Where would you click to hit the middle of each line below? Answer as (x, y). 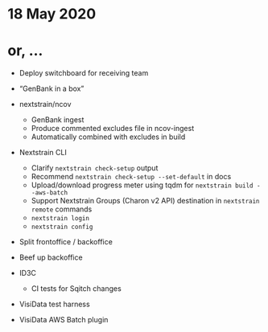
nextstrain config (62, 227)
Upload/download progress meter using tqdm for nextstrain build (142, 185)
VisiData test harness (54, 304)
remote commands (62, 209)
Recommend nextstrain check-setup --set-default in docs (131, 177)
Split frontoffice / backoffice (66, 242)
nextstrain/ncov (45, 105)
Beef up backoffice (51, 257)
